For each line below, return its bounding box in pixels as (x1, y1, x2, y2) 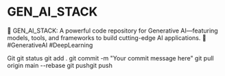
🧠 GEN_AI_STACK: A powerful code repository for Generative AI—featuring (7, 26, 218, 35)
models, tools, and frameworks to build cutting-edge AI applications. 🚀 (7, 33, 207, 41)
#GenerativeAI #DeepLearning (7, 41, 93, 49)
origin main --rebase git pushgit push (7, 61, 113, 69)
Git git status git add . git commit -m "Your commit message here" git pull (7, 54, 214, 62)
